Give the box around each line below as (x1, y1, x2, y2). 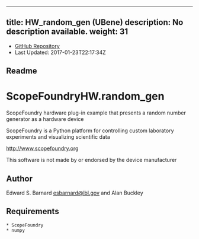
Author (6, 173, 33, 184)
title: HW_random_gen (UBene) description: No (6, 17, 184, 27)
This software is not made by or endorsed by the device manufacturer (6, 157, 177, 164)
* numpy (6, 227, 25, 233)
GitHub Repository (14, 42, 60, 49)
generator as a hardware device (6, 116, 84, 123)
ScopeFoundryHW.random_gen (6, 90, 165, 103)
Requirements (6, 206, 59, 216)
